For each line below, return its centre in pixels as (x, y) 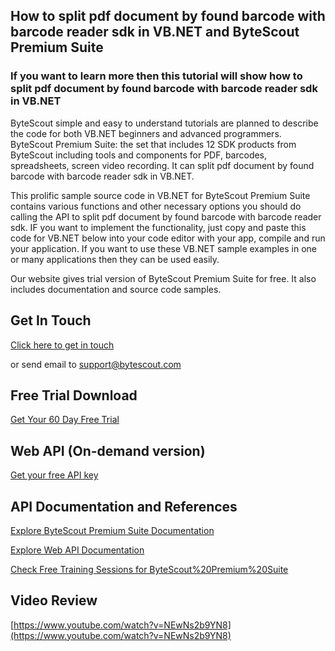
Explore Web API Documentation (77, 550)
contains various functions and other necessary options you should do (156, 206)
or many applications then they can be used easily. (115, 259)
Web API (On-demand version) (108, 450)
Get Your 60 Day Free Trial (65, 420)
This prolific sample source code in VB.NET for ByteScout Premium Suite (160, 195)
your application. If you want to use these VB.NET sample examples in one (163, 248)
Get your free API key (54, 475)
